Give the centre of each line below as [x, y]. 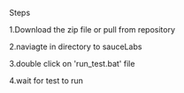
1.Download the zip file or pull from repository [92, 29]
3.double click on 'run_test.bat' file [72, 64]
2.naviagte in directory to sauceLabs [76, 46]
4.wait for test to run [46, 81]
